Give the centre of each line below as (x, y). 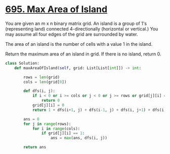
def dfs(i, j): (39, 91)
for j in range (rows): (47, 124)
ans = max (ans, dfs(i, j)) (79, 138)
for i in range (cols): (56, 129)
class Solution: (22, 63)
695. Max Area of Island (56, 9)
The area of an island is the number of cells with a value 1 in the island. (79, 44)
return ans (35, 147)
